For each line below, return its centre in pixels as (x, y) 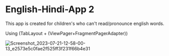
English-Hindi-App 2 (50, 9)
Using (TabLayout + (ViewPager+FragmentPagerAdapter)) (67, 33)
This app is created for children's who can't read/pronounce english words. (85, 23)
